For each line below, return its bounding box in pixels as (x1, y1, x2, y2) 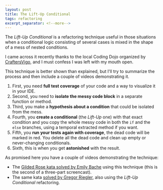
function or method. (12, 98, 52, 105)
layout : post (5, 7, 32, 12)
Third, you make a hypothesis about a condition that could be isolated (12, 104, 154, 110)
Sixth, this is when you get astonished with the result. (12, 145, 121, 151)
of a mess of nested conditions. (5, 44, 69, 50)
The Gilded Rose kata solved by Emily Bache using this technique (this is (12, 164, 158, 170)
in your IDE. (12, 88, 36, 94)
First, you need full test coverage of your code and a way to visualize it (12, 83, 156, 89)
